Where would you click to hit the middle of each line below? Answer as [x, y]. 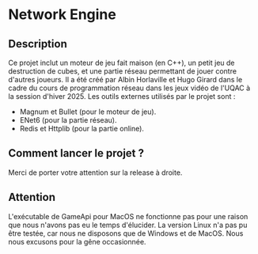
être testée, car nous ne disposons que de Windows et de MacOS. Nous [126, 233]
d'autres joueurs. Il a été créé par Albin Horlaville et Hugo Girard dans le [125, 80]
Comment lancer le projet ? [76, 153]
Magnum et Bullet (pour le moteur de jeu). [88, 112]
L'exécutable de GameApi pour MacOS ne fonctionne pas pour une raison [128, 216]
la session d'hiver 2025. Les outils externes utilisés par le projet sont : [122, 96]
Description [38, 44]
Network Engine [62, 15]
